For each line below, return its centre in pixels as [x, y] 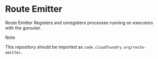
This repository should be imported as [44, 47]
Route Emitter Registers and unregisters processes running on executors [79, 23]
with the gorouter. [23, 28]
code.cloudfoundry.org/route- [115, 47]
